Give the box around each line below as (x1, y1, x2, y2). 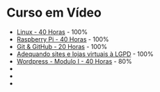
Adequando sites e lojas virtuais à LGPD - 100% (16, 50, 154, 58)
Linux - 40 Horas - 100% (16, 28, 88, 36)
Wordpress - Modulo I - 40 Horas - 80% (16, 57, 133, 65)
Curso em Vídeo (6, 5, 102, 21)
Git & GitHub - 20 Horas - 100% (16, 42, 108, 50)
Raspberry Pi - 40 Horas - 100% (16, 35, 109, 43)
